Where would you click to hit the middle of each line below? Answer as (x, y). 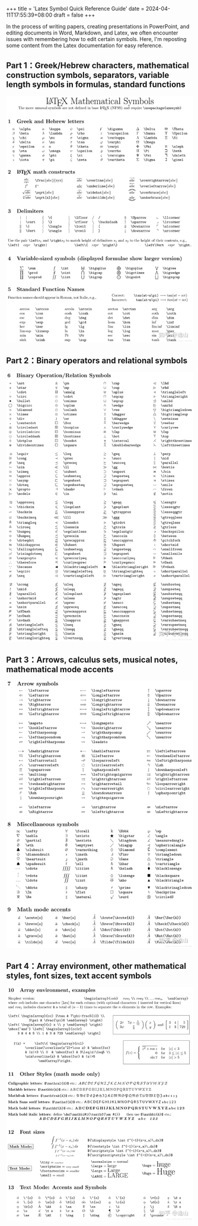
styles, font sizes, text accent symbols (79, 976)
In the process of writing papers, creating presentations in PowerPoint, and (98, 26)
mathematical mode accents (60, 669)
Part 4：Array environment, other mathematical (96, 966)
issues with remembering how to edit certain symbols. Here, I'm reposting (96, 39)
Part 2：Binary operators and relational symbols (97, 361)
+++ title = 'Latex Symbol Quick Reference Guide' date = (75, 9)
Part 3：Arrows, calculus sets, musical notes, (92, 659)
